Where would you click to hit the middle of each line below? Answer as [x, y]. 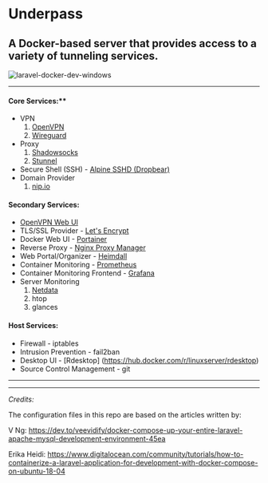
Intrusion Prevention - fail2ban [70, 351]
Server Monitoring [49, 282]
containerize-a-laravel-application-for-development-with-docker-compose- [133, 462]
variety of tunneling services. [83, 55]
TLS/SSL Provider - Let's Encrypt [74, 231]
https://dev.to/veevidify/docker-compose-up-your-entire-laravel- [136, 430]
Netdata [45, 290]
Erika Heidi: [27, 454]
